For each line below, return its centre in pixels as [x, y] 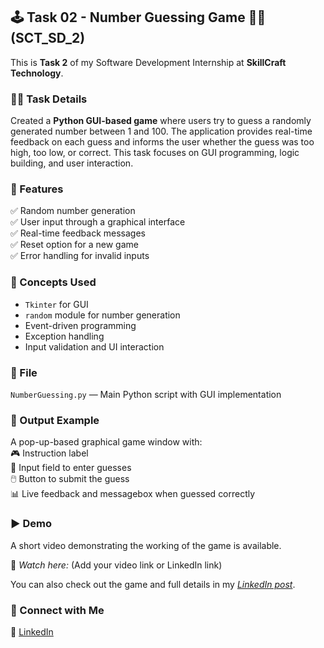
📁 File [24, 372]
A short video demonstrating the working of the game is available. [146, 545]
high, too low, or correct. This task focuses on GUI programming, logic [155, 153]
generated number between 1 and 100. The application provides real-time [161, 131]
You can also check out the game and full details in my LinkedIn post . [153, 584]
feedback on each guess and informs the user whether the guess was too [162, 142]
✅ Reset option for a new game [74, 245]
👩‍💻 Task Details [49, 99]
